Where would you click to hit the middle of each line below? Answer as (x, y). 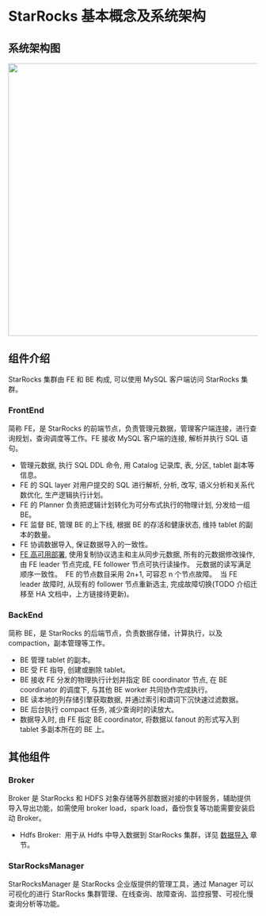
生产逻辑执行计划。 (76, 495)
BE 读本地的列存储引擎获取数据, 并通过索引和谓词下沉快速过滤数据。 (131, 699)
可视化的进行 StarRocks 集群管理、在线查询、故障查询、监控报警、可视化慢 (131, 894)
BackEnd (26, 615)
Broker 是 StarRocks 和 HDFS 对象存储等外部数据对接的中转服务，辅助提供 (130, 799)
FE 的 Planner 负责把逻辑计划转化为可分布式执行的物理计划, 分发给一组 (135, 505)
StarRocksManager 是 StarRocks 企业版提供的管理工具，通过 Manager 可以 (131, 884)
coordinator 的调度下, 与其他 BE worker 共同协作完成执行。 (116, 690)
